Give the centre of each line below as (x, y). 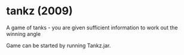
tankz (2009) (39, 11)
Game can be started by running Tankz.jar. (59, 45)
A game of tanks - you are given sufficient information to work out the (92, 27)
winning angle (23, 33)
